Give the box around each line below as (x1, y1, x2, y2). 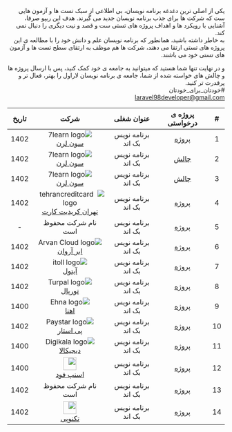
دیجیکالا (59, 346, 81, 355)
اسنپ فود (55, 370, 85, 379)
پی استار (57, 326, 83, 335)
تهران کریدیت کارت (41, 207, 99, 216)
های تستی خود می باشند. (161, 50, 225, 59)
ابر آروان (57, 246, 83, 255)
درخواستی (167, 118, 198, 128)
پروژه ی (170, 110, 195, 119)
